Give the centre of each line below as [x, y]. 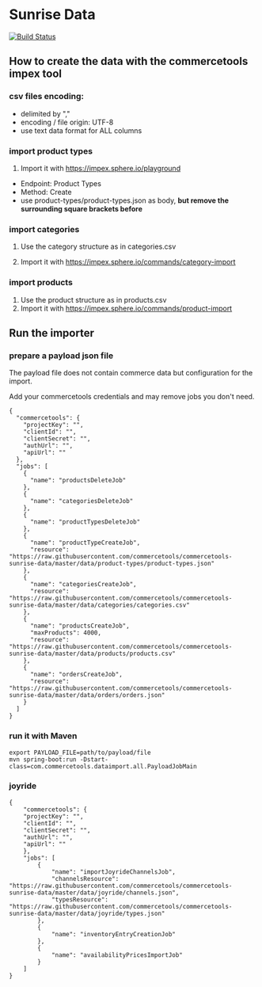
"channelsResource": [85, 878]
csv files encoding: [47, 97]
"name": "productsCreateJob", [80, 626]
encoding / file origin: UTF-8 [67, 122]
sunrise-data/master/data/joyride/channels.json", [94, 893]
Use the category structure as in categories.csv [98, 246]
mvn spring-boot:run [43, 759]
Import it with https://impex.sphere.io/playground [101, 168]
